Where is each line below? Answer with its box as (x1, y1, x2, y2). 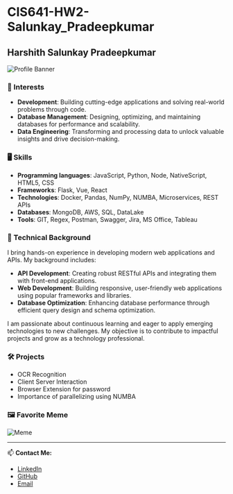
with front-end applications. (17, 276, 97, 284)
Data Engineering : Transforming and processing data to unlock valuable (17, 128, 224, 136)
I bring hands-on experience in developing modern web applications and (7, 248, 215, 257)
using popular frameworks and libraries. (17, 291, 132, 299)
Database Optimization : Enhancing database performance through (17, 298, 210, 307)
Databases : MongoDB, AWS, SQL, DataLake (17, 207, 144, 216)
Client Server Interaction (17, 377, 87, 386)
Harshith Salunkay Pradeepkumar (7, 46, 156, 58)
